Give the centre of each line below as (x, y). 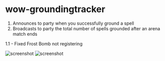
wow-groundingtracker (55, 9)
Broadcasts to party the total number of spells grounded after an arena (86, 28)
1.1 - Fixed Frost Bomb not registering (44, 43)
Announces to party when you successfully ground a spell (73, 23)
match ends (25, 34)
